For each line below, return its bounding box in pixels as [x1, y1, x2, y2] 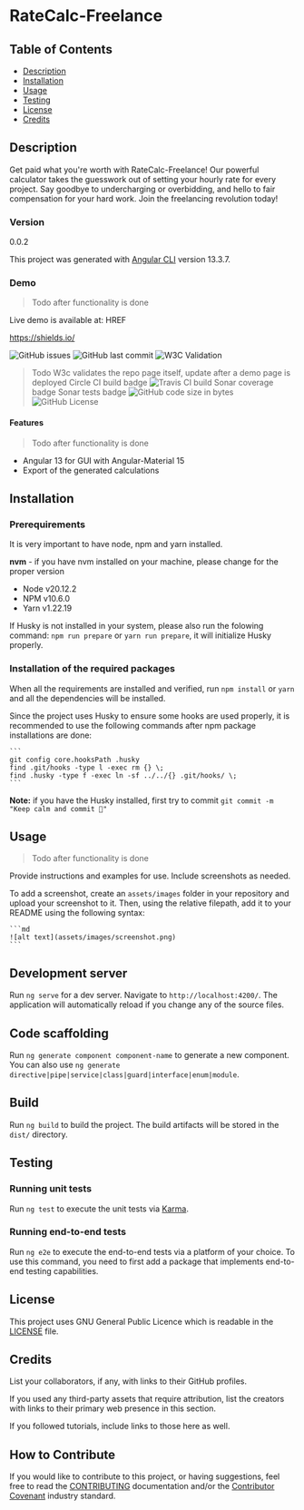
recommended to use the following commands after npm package [9, 720, 257, 730]
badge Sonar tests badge [31, 387, 127, 397]
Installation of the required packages [9, 662, 175, 675]
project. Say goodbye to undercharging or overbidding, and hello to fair [9, 183, 276, 194]
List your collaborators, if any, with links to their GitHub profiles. [9, 1376, 248, 1387]
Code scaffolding [9, 1025, 109, 1041]
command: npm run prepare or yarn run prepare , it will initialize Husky [9, 630, 272, 641]
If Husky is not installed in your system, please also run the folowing [9, 621, 264, 632]
